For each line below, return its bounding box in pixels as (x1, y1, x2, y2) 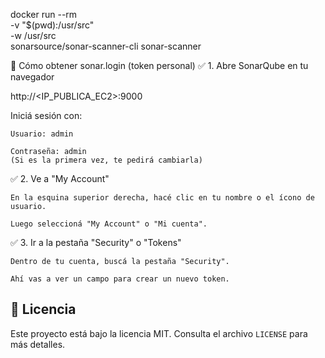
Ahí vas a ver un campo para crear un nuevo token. (10, 274, 230, 284)
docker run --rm (10, 9, 78, 20)
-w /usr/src (10, 30, 57, 41)
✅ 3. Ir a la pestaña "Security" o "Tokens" (10, 237, 182, 248)
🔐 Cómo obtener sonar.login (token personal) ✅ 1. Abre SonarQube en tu (10, 60, 309, 71)
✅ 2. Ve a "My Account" (10, 173, 110, 184)
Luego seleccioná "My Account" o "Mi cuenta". (10, 219, 208, 229)
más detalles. (10, 338, 66, 350)
